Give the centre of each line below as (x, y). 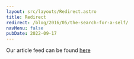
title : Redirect (26, 17)
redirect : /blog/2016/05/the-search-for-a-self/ (67, 22)
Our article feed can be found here (48, 50)
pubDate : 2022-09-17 (32, 34)
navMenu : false (25, 28)
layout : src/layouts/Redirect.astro (51, 12)
